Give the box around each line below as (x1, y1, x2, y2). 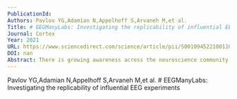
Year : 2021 (7, 37, 39, 44)
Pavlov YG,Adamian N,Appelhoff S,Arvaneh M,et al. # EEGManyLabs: (7, 76, 208, 84)
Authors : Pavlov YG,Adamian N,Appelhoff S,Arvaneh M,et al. (7, 17, 188, 24)
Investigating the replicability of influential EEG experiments (7, 83, 181, 92)
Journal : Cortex (7, 30, 55, 37)
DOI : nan (7, 50, 33, 57)
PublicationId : (7, 10, 52, 18)
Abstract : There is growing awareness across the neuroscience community (7, 57, 229, 64)
